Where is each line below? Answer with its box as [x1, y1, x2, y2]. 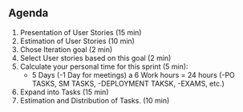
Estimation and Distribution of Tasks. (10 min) [19, 95, 170, 105]
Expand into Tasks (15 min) [19, 87, 109, 97]
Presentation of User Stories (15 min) [19, 27, 142, 37]
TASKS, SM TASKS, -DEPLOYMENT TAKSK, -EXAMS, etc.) [31, 78, 225, 88]
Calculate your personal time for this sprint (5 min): [19, 62, 188, 71]
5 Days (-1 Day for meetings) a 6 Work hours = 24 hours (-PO [31, 70, 235, 79]
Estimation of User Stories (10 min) [19, 36, 135, 46]
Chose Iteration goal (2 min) [19, 44, 113, 54]
